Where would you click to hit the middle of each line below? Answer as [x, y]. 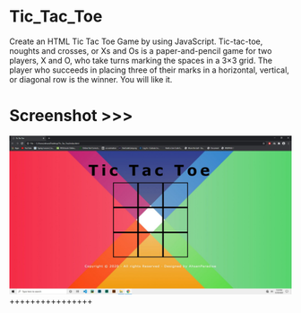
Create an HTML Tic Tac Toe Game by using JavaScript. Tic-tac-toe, [136, 41]
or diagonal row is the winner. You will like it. [91, 79]
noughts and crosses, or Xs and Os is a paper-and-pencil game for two [141, 50]
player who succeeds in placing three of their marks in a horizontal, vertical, [149, 70]
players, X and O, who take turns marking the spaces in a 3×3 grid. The [141, 60]
